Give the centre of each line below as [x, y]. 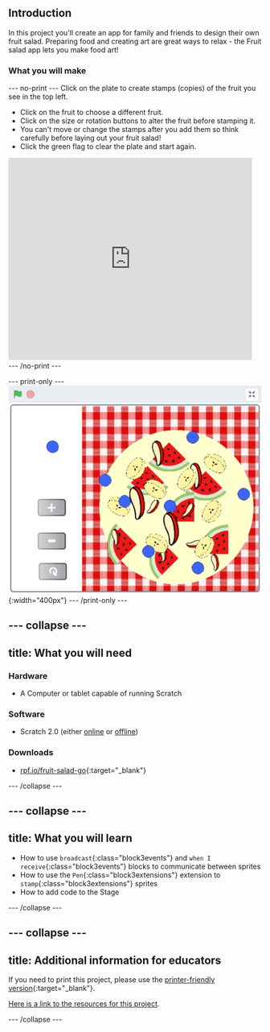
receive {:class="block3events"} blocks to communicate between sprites [140, 866]
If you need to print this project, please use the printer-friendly [112, 980]
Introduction [40, 13]
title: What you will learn [70, 838]
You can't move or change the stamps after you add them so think [129, 130]
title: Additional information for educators [115, 960]
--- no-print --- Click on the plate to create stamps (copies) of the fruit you [132, 89]
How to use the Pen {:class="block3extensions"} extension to [120, 875]
